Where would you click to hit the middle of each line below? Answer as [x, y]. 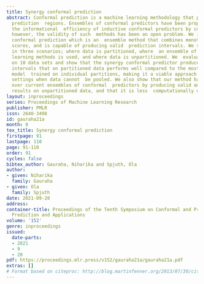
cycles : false [24, 158]
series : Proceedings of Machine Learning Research [72, 102]
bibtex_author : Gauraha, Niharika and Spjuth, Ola [72, 164]
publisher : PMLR [27, 108]
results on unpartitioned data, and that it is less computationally [103, 91]
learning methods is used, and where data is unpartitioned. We [95, 57]
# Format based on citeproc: [43, 272]
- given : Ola [23, 187]
